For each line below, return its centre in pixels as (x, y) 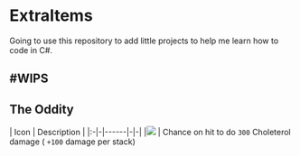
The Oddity (42, 109)
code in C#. (31, 50)
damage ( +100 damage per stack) (72, 142)
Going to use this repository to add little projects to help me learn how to (144, 41)
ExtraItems (51, 16)
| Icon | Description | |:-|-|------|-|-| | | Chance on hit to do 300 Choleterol (150, 133)
